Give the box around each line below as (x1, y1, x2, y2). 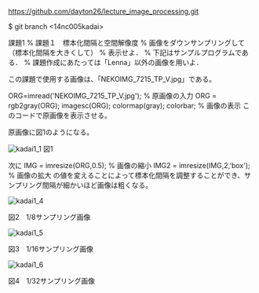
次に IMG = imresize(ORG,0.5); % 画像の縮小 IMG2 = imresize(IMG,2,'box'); (8, 161, 250, 170)
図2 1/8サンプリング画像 (8, 212, 91, 222)
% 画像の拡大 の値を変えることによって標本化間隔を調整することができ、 (8, 170, 245, 180)
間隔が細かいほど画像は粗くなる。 (42, 181, 153, 189)
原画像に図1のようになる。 (8, 127, 94, 137)
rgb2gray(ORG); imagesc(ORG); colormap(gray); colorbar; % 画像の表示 (8, 101, 242, 110)
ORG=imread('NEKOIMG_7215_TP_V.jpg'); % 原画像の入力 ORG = (8, 91, 217, 101)
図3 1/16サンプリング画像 (8, 244, 94, 254)
